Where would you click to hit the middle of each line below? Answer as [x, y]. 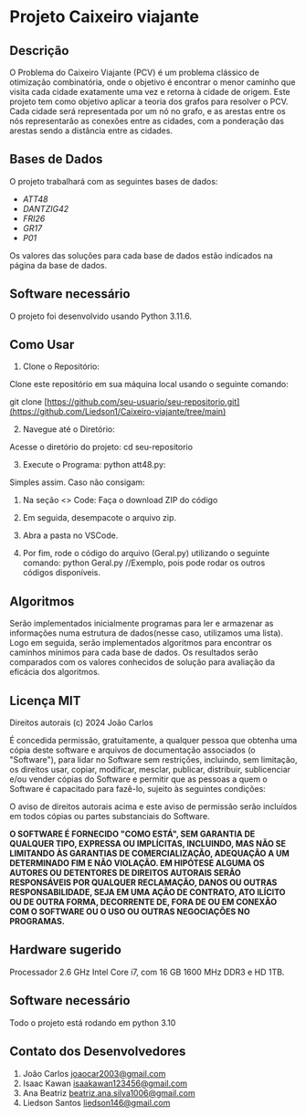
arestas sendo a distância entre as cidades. [91, 131]
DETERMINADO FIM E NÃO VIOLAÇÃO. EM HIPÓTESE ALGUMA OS [137, 863]
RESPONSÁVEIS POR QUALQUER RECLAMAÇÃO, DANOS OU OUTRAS [143, 882]
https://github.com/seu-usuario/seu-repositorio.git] [143, 402]
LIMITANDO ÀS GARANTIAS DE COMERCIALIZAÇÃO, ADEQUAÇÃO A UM [149, 854]
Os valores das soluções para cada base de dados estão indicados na [142, 255]
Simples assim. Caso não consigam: [77, 482]
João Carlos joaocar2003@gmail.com [94, 1073]
